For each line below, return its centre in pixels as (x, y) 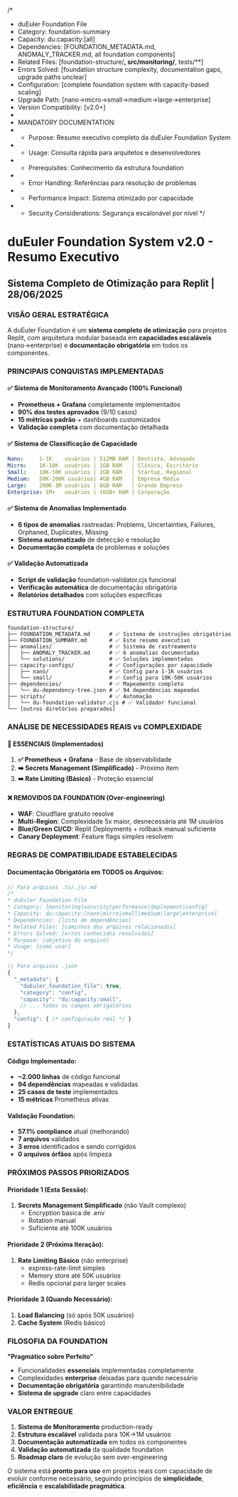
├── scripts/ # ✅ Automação (80, 697)
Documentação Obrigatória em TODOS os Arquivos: (86, 872)
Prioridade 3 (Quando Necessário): (60, 1299)
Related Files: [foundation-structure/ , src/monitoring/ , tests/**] (110, 62)
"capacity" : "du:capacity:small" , (71, 999)
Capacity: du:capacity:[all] (56, 39)
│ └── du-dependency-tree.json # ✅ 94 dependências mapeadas (104, 690)
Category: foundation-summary (64, 32)
